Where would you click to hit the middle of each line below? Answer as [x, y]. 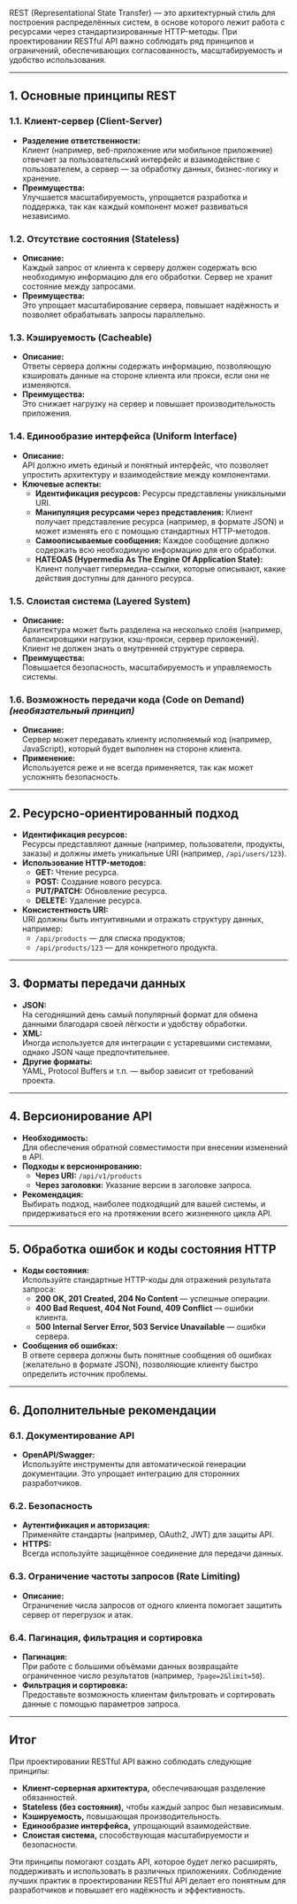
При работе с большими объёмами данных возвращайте [130, 1666]
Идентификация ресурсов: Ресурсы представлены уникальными [160, 493]
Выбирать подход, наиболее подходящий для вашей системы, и [144, 1203]
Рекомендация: [53, 1194]
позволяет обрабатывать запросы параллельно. [114, 315]
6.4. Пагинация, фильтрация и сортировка [106, 1637]
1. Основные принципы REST [93, 96]
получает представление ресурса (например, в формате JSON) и [160, 521]
